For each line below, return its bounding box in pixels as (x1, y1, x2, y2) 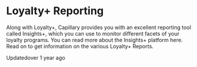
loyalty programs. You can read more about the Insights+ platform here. (6, 36, 183, 43)
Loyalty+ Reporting (6, 4, 104, 18)
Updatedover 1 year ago (6, 54, 66, 61)
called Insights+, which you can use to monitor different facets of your (6, 30, 180, 37)
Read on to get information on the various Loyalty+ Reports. (6, 43, 154, 50)
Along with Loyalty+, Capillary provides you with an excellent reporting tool (6, 24, 192, 31)
